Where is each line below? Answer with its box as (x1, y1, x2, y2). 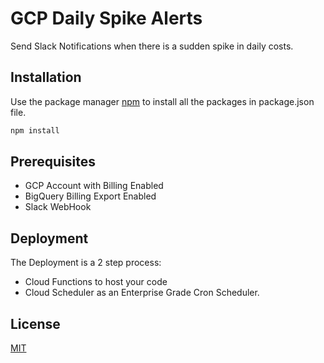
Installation (10, 69, 82, 86)
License (10, 315, 61, 332)
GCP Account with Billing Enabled (24, 180, 164, 192)
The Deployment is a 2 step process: (10, 257, 162, 269)
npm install (10, 125, 60, 136)
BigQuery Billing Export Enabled (24, 190, 157, 202)
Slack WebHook (24, 201, 92, 213)
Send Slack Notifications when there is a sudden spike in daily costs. (10, 40, 294, 52)
